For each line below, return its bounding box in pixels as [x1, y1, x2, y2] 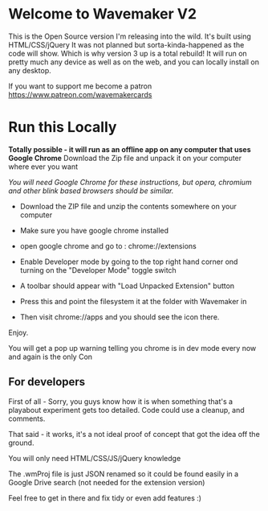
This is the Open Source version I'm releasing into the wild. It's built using [8, 31, 251, 41]
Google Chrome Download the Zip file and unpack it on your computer [8, 153, 242, 163]
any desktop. [8, 65, 51, 75]
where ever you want [8, 162, 79, 171]
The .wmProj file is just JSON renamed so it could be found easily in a [8, 468, 239, 479]
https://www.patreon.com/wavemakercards [8, 89, 152, 99]
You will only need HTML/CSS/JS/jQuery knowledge [8, 453, 181, 463]
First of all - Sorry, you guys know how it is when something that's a [8, 396, 233, 406]
